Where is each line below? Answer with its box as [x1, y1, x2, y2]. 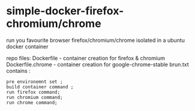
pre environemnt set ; [6, 79, 63, 85]
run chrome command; [6, 100, 58, 106]
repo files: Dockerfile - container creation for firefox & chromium [6, 54, 165, 61]
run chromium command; [6, 94, 63, 100]
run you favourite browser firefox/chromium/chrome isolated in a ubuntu [6, 36, 185, 44]
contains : [6, 67, 31, 74]
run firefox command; [6, 89, 61, 95]
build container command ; [6, 84, 74, 90]
